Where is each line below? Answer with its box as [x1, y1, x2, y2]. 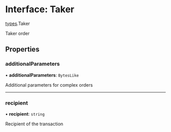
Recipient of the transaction [5, 121, 64, 127]
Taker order [5, 30, 30, 36]
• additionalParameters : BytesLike [5, 72, 79, 78]
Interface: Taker [5, 4, 75, 15]
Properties [5, 45, 40, 54]
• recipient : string [5, 111, 45, 117]
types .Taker [5, 20, 31, 27]
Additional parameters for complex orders [5, 82, 93, 88]
